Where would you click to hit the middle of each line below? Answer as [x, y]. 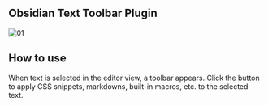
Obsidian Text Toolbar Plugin [83, 13]
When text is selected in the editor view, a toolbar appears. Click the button [134, 78]
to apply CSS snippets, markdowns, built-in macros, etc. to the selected [128, 86]
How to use [37, 59]
